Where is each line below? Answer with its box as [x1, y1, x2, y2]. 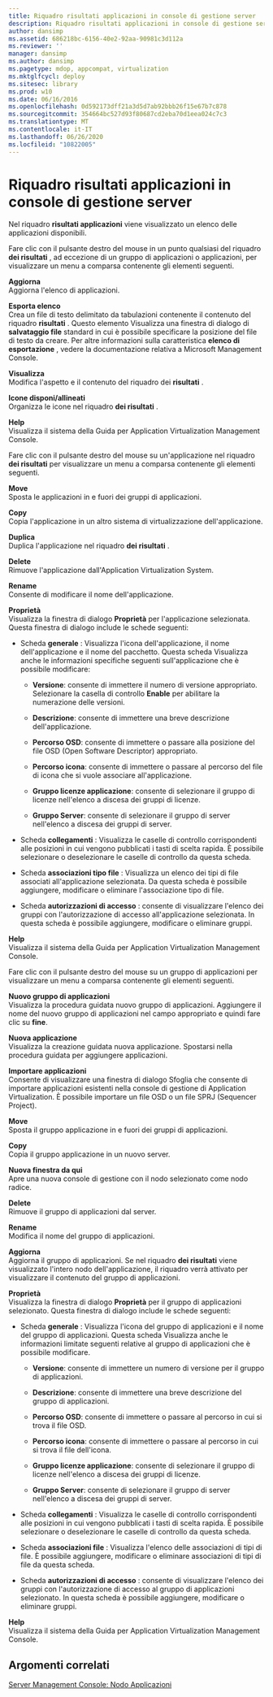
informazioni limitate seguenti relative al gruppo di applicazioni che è [19, 1339, 250, 1349]
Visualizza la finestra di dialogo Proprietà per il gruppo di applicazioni [8, 1297, 242, 1307]
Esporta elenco [8, 302, 61, 311]
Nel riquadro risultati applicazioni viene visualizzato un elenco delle [8, 219, 237, 229]
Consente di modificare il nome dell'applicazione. [8, 590, 174, 600]
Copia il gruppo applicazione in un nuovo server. [8, 1149, 171, 1159]
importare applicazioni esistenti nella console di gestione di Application [8, 1083, 246, 1093]
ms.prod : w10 [8, 87, 53, 96]
